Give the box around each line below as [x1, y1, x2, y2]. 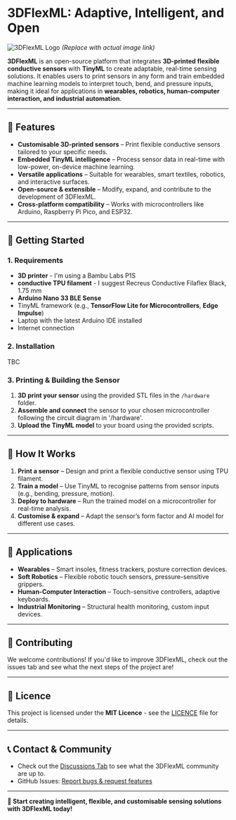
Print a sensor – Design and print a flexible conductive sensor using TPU [17, 466, 229, 475]
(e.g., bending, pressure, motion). [17, 489, 114, 497]
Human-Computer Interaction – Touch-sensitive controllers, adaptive [17, 587, 221, 596]
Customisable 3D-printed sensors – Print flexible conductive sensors [17, 139, 221, 149]
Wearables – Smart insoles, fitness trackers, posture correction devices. [17, 565, 228, 573]
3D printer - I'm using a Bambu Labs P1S [17, 271, 136, 280]
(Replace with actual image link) [61, 43, 155, 51]
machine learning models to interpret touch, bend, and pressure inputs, [7, 79, 214, 87]
